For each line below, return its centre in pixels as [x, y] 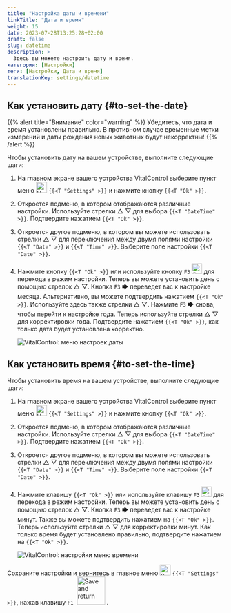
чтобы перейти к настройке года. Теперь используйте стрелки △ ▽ [118, 314]
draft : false [26, 39]
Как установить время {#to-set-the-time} [101, 364]
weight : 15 [23, 26]
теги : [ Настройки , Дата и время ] [55, 71]
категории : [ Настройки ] [41, 65]
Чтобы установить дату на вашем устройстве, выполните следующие [110, 158]
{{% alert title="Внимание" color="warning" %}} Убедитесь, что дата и [110, 122]
